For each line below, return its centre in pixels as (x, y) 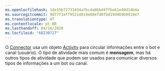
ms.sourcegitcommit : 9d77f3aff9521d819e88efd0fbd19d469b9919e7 (72, 14)
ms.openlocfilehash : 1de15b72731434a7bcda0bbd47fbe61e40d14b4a (72, 10)
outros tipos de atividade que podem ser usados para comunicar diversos (81, 58)
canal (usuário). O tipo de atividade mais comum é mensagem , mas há (78, 52)
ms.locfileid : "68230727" (32, 33)
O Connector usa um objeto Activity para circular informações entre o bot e (83, 47)
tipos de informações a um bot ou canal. (47, 63)
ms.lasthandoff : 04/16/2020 (34, 28)
